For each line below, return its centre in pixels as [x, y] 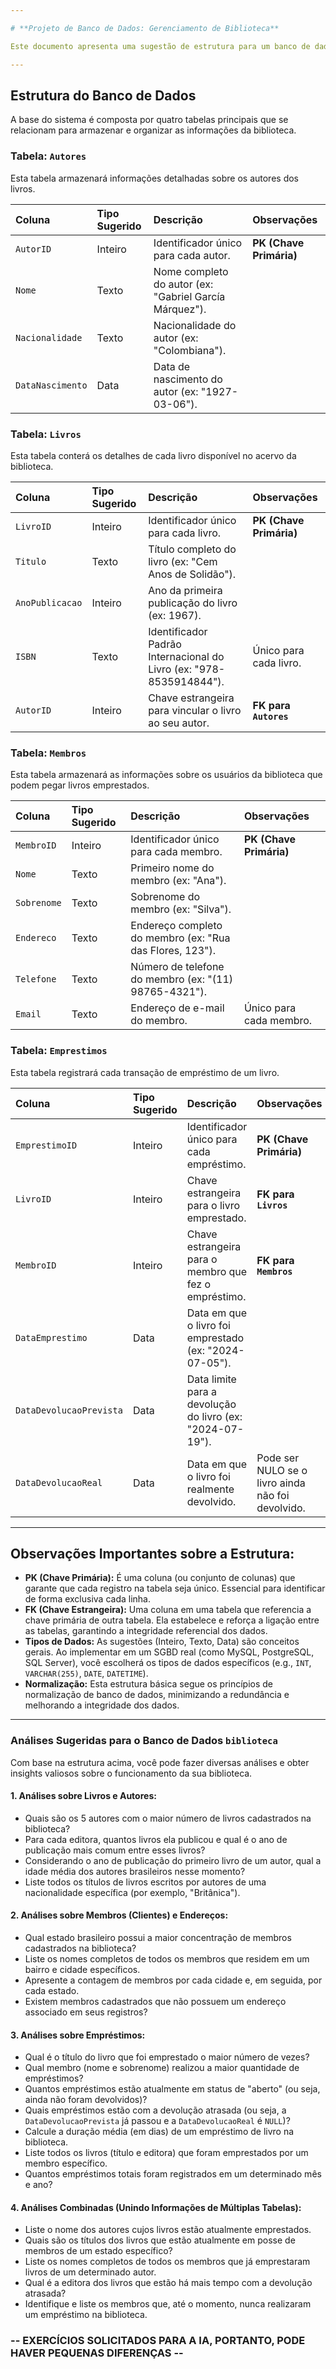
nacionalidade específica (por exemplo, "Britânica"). [132, 1892]
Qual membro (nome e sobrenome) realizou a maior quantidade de [162, 2068]
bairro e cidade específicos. [82, 1970]
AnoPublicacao [49, 602]
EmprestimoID [46, 1145]
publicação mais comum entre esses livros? [115, 1850]
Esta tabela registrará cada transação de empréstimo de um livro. [145, 1072]
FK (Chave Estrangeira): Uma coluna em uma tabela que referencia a [168, 1610]
